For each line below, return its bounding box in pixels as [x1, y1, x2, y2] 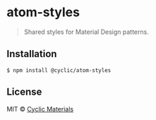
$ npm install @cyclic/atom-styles [6, 66, 112, 74]
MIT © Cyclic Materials [6, 104, 74, 113]
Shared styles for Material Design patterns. [23, 28, 149, 36]
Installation [6, 48, 57, 60]
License [6, 86, 42, 98]
